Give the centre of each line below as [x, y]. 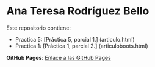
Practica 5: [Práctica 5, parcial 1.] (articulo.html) [75, 39]
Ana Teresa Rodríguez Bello [78, 11]
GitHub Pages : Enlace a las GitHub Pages [59, 57]
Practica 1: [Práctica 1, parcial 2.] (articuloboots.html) [81, 46]
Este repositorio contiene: [39, 28]
